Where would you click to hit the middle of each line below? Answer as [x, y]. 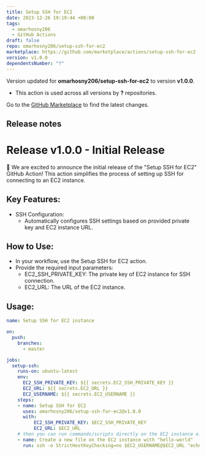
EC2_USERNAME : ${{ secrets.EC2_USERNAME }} [79, 394]
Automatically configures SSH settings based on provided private [107, 221]
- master [34, 349]
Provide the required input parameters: [64, 268]
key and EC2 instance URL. [59, 227]
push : [19, 338]
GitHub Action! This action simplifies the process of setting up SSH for [95, 174]
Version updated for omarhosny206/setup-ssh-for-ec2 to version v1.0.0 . [101, 81]
